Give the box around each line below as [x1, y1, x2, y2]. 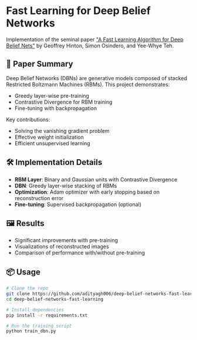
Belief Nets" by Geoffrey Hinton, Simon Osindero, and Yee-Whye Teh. [6, 42, 174, 49]
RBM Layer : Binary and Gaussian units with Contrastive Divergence [14, 176, 178, 183]
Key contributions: [6, 116, 50, 123]
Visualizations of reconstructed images [14, 243, 110, 250]
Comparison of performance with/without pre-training [14, 249, 145, 256]
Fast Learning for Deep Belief [6, 4, 151, 18]
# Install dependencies [6, 307, 64, 312]
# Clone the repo [6, 286, 49, 291]
